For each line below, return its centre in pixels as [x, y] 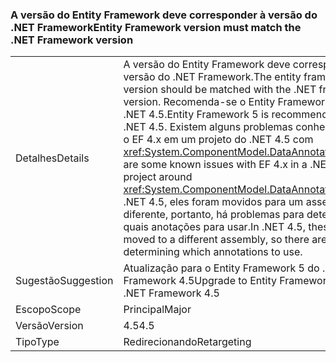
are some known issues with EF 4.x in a [215, 165]
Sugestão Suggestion [64, 281]
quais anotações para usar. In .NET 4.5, [214, 227]
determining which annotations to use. [213, 252]
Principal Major [157, 310]
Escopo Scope [48, 310]
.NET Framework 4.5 [171, 293]
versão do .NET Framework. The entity [212, 77]
